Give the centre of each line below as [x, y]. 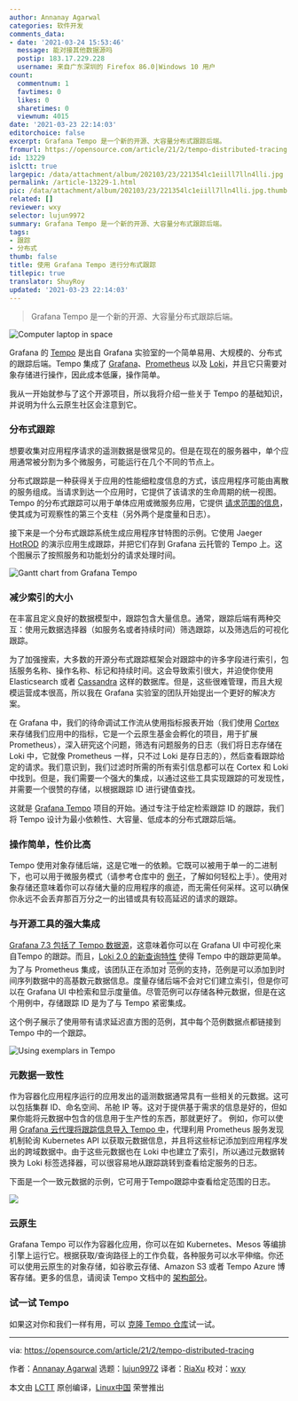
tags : [19, 232]
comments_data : [37, 34]
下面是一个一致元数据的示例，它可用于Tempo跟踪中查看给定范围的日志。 [142, 1181]
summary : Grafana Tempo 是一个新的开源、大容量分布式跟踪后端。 [118, 224]
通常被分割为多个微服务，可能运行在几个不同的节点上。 [118, 462]
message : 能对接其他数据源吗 [65, 51]
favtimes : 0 [39, 91]
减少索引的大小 [41, 598]
